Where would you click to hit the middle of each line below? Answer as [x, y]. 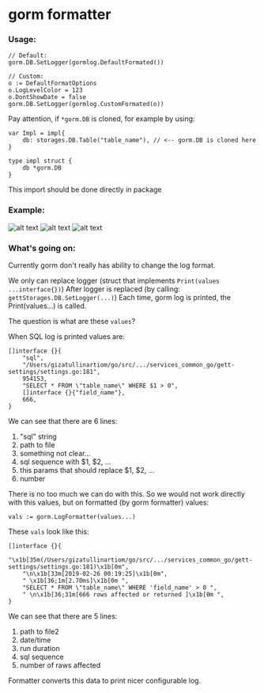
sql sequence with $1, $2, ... [65, 462]
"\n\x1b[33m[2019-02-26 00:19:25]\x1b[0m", [95, 574]
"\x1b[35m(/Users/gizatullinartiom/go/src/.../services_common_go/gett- [130, 560]
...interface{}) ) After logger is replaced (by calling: [94, 289]
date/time [35, 640]
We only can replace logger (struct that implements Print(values [114, 281]
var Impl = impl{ [37, 133]
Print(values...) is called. [47, 306]
